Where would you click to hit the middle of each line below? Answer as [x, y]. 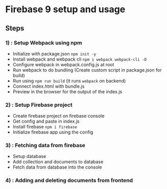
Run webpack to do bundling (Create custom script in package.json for [87, 70]
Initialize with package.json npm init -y [54, 53]
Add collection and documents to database [58, 162]
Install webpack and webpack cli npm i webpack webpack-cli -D [80, 59]
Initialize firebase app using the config [53, 132]
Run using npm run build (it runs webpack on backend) [69, 80]
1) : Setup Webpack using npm [44, 43]
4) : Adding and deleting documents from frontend [69, 180]
